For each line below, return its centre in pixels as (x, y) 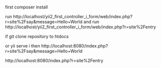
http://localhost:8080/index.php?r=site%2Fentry (54, 60)
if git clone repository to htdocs (37, 36)
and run (91, 22)
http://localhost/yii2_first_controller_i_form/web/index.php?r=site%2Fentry (80, 27)
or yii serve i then (23, 46)
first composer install (27, 7)
